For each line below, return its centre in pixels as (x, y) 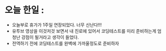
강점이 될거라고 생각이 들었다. (50, 37)
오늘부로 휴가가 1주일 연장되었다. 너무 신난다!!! (57, 25)
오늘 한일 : (24, 10)
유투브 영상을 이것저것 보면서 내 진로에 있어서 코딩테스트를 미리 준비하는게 (84, 31)
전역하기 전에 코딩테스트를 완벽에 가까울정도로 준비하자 (65, 43)
